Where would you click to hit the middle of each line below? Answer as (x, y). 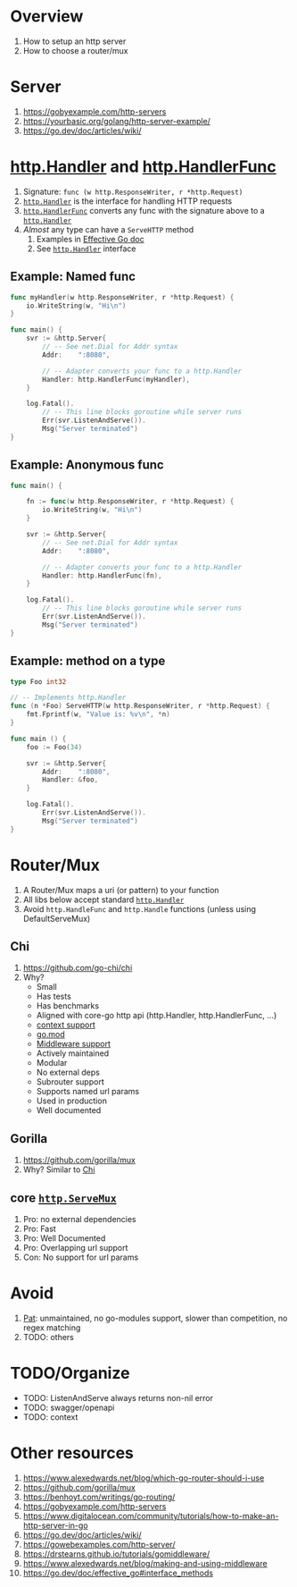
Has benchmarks (68, 1006)
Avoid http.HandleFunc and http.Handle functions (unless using (140, 908)
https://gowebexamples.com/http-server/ (99, 1544)
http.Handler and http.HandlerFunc (144, 167)
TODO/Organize (70, 1373)
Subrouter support (70, 1082)
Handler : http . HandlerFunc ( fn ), (103, 575)
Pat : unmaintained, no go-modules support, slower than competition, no (155, 1318)
